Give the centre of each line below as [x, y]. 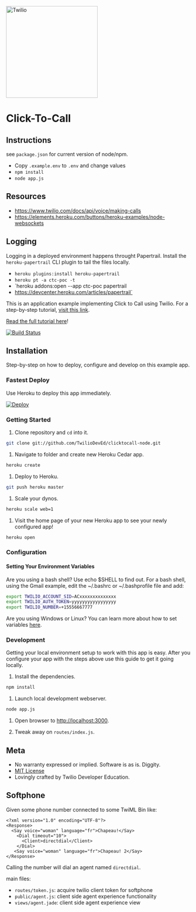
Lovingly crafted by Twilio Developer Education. [72, 777]
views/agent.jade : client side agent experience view [78, 902]
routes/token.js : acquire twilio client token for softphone [84, 890]
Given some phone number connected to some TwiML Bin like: [82, 809]
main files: [18, 879]
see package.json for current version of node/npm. [67, 154]
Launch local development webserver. [61, 699]
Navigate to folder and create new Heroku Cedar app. [79, 454]
